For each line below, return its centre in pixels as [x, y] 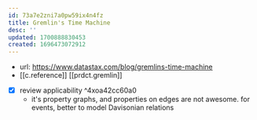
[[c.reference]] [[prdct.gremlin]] [71, 75]
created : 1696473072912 [47, 45]
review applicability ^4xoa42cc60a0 [78, 90]
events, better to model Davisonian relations [103, 107]
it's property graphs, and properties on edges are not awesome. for [140, 100]
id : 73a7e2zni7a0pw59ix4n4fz [56, 15]
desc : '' [22, 30]
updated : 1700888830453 [47, 37]
